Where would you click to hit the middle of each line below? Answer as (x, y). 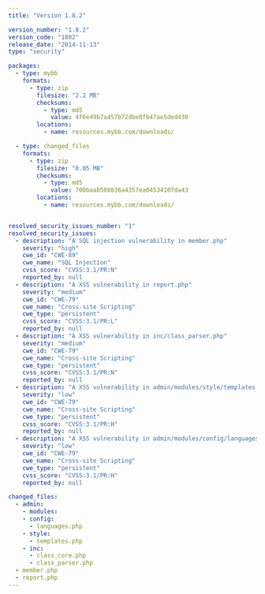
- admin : (30, 504)
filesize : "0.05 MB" (70, 168)
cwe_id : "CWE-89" (51, 256)
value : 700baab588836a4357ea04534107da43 (119, 190)
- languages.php (56, 526)
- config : (39, 519)
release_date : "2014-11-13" (54, 44)
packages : (24, 66)
